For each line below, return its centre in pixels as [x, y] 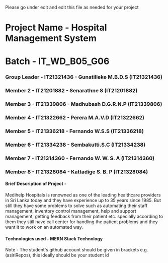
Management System [51, 39]
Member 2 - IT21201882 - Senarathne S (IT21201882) [71, 91]
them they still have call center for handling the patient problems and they [81, 222]
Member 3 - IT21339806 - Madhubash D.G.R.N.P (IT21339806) [84, 104]
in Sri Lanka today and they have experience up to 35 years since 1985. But [83, 200]
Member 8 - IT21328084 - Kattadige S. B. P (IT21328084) [77, 172]
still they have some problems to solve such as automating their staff [76, 206]
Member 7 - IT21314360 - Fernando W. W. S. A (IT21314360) [80, 158]
